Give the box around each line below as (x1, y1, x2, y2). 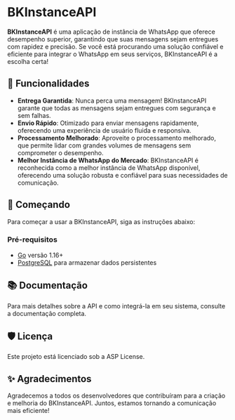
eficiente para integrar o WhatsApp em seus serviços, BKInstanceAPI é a (7, 50, 218, 58)
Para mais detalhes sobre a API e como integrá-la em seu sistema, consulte (7, 301, 226, 310)
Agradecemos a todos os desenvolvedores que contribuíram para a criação (7, 391, 226, 400)
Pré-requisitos (7, 235, 58, 244)
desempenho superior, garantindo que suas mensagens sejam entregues (7, 34, 219, 43)
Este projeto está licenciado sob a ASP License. (7, 353, 145, 361)
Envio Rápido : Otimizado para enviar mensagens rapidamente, (17, 119, 199, 127)
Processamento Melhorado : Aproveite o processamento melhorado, (17, 133, 216, 142)
